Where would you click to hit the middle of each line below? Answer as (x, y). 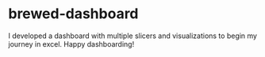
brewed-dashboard (73, 14)
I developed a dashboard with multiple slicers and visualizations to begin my (133, 36)
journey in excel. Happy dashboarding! (71, 44)
